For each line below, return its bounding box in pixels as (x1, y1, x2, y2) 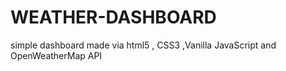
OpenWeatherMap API (10, 49, 103, 61)
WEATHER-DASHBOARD (10, 6, 217, 29)
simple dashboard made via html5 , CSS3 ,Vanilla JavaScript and (10, 39, 277, 51)
